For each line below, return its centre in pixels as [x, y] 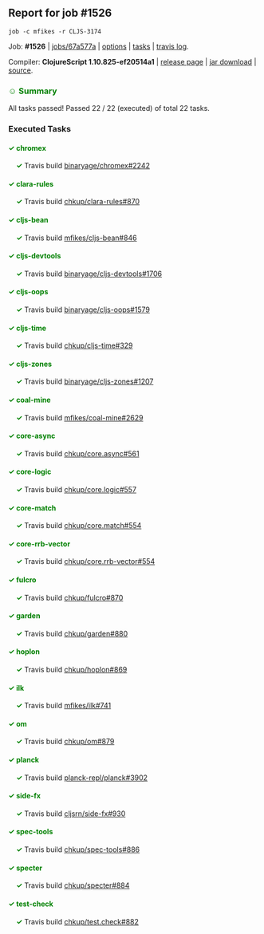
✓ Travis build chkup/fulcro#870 [69, 597]
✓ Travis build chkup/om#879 [65, 742]
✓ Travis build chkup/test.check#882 [77, 921]
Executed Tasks [40, 129]
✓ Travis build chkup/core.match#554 [79, 526]
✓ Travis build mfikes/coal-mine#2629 [79, 417]
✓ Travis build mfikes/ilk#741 [63, 706]
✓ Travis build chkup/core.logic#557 [76, 490]
